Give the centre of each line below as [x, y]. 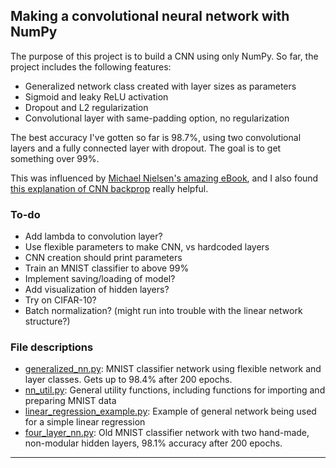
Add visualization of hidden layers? [97, 290]
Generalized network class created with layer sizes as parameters [160, 86]
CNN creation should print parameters [103, 258]
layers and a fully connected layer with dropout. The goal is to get [146, 148]
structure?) [47, 321]
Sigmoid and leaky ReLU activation [96, 96]
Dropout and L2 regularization [86, 107]
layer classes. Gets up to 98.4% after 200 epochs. [128, 380]
